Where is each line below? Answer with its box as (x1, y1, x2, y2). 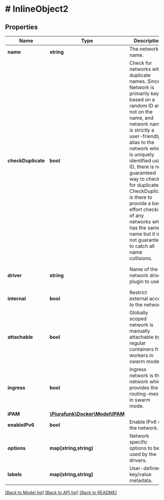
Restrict (129, 289, 147, 296)
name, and (129, 115, 154, 121)
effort (129, 206, 143, 213)
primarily (129, 90, 150, 97)
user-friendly (129, 133, 161, 140)
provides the (129, 384, 159, 391)
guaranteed (129, 169, 156, 176)
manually (129, 328, 150, 334)
